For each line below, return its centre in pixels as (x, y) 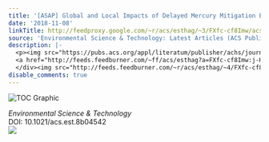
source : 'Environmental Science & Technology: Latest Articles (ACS (125, 38)
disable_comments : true (48, 75)
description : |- (35, 45)
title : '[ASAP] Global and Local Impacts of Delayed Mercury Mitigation (132, 16)
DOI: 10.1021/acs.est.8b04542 (57, 121)
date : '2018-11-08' (41, 23)
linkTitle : (26, 30)
